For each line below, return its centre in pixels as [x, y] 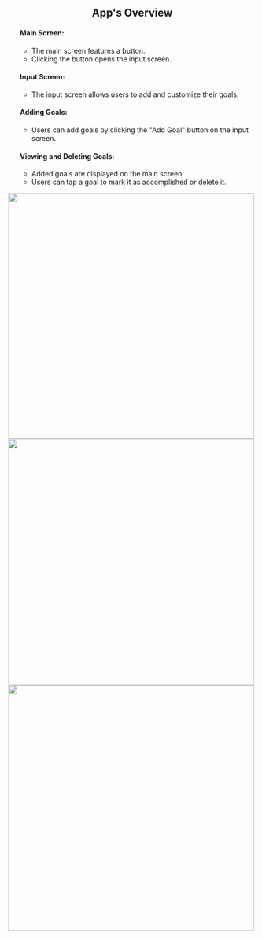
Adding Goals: [43, 113]
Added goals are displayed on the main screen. [108, 174]
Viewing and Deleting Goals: [67, 156]
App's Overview [132, 13]
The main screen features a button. [88, 50]
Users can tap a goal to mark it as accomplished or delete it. [129, 182]
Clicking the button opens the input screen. [101, 59]
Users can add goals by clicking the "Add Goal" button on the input [140, 130]
